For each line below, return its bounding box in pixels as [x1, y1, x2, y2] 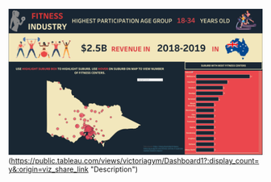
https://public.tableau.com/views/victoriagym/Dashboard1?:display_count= [10, 156, 260, 166]
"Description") [90, 164, 139, 174]
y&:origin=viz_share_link [8, 164, 89, 174]
